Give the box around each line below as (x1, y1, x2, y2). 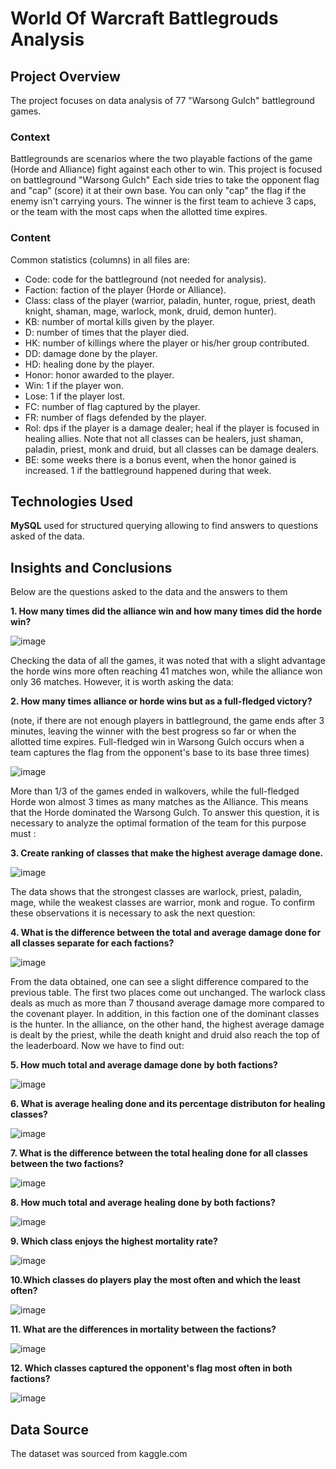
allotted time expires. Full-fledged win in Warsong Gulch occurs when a (10, 736, 305, 748)
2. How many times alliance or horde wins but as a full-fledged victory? (10, 695, 313, 707)
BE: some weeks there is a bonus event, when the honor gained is (24, 453, 297, 466)
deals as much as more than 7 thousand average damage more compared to (10, 997, 325, 1009)
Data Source (10, 1421, 89, 1438)
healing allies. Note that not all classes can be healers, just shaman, (24, 432, 304, 444)
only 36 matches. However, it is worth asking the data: (10, 676, 234, 688)
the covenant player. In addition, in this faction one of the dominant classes (10, 1008, 320, 1020)
